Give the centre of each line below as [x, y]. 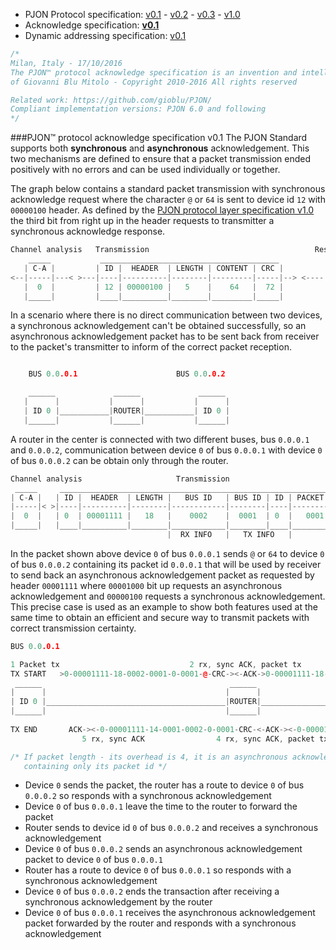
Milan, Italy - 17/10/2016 [66, 63]
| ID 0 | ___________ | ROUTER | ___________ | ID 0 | [126, 411]
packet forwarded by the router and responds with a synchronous [160, 923]
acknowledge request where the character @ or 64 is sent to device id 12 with [168, 200]
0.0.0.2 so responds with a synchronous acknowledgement [148, 796]
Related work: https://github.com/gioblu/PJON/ [111, 100]
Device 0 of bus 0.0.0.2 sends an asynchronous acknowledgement [163, 849]
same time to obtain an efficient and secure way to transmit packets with [160, 617]
